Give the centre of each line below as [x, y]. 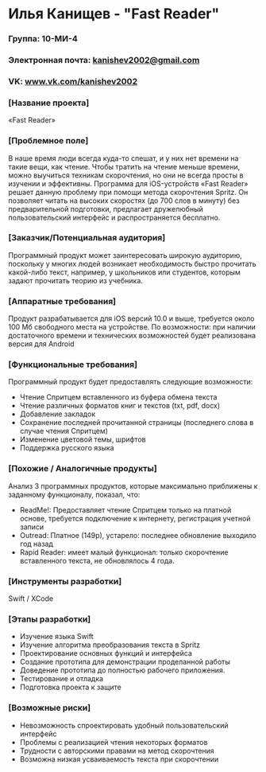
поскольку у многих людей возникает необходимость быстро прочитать [132, 263]
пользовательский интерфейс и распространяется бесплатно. [114, 217]
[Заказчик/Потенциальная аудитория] [87, 238]
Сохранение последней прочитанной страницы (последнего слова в [137, 423]
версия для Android [41, 344]
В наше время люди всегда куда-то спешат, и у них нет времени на [123, 158]
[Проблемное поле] [48, 141]
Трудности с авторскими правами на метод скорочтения [117, 751]
